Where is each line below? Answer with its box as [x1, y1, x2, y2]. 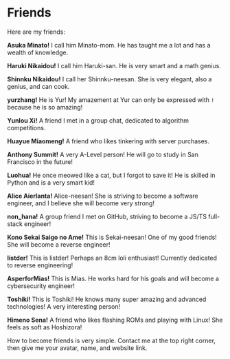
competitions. [7, 123, 46, 132]
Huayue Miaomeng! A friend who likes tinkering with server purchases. [7, 136, 210, 145]
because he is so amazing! [7, 103, 83, 111]
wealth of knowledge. [7, 48, 69, 57]
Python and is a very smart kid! [7, 178, 95, 187]
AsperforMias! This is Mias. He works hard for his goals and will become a [7, 274, 220, 283]
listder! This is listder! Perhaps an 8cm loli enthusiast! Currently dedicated [7, 254, 218, 262]
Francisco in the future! [7, 157, 73, 166]
